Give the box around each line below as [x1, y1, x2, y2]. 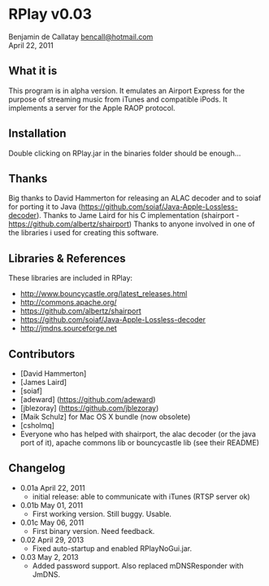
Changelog [8, 461, 66, 475]
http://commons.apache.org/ [20, 298, 117, 308]
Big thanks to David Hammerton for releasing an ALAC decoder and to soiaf [8, 193, 262, 203]
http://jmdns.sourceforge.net [20, 323, 118, 334]
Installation [8, 127, 67, 141]
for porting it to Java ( [8, 202, 81, 212]
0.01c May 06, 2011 [20, 518, 85, 527]
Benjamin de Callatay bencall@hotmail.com [8, 32, 154, 42]
